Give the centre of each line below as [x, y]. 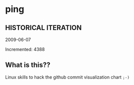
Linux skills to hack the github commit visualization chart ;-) [67, 77]
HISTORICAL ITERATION [43, 28]
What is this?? [28, 65]
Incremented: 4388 [25, 49]
